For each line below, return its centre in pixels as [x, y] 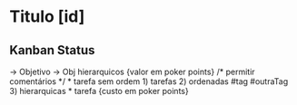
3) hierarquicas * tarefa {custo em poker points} [99, 91]
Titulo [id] [47, 17]
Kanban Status [52, 50]
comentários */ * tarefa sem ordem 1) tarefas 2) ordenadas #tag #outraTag [149, 81]
